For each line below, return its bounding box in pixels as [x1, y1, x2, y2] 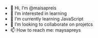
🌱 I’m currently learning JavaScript [10, 16, 84, 22]
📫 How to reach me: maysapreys [10, 27, 81, 33]
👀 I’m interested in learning [10, 10, 67, 16]
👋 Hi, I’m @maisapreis [10, 5, 56, 11]
